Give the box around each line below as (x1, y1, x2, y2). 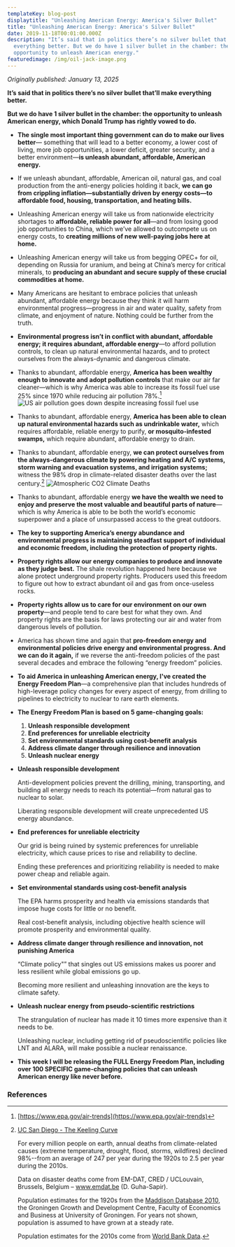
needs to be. (17, 1023, 54, 1031)
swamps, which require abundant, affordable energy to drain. (17, 435, 196, 443)
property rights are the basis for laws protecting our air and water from (17, 615, 222, 623)
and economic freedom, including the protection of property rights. (17, 544, 218, 552)
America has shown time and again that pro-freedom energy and (17, 636, 207, 644)
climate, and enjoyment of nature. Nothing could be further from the (17, 311, 213, 319)
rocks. (17, 587, 36, 596)
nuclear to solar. (17, 794, 64, 802)
